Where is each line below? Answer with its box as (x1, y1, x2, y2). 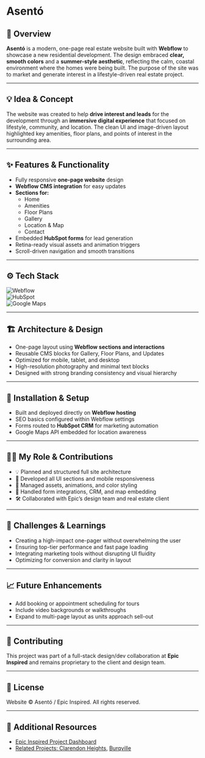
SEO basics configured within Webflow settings (15, 415, 135, 423)
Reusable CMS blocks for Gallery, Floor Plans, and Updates (15, 350, 165, 357)
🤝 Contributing (6, 636, 63, 646)
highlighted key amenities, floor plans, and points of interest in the (6, 129, 173, 137)
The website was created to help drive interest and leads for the (6, 110, 170, 117)
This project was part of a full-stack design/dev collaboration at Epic (6, 652, 179, 660)
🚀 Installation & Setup (6, 393, 90, 403)
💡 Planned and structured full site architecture (15, 468, 131, 475)
